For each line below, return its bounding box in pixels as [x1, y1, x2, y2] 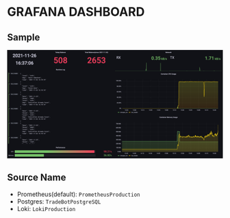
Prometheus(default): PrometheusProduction [16, 190, 140, 198]
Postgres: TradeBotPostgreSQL [16, 197, 101, 206]
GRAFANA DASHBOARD [7, 4, 145, 20]
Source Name [7, 172, 66, 184]
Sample [7, 32, 40, 43]
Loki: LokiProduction [16, 204, 76, 213]
